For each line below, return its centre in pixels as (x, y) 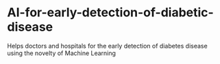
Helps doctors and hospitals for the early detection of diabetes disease (107, 46)
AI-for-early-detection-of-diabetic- (110, 13)
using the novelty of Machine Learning (62, 53)
